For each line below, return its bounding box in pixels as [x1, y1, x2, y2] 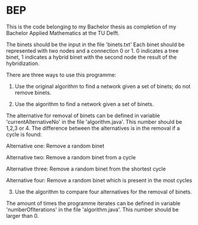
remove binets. [14, 89, 52, 96]
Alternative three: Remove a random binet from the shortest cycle [6, 165, 166, 172]
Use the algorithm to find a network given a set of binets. [14, 100, 154, 107]
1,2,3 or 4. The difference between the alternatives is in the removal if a [6, 124, 180, 131]
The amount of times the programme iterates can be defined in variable [6, 200, 181, 207]
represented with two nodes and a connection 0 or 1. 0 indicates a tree [6, 47, 179, 54]
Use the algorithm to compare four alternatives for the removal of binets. [14, 188, 192, 195]
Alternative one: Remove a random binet [6, 142, 105, 149]
